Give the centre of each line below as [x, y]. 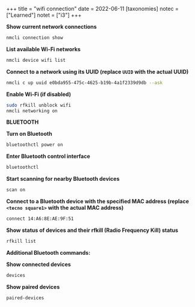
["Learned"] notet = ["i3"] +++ [44, 15]
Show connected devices [39, 264]
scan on [16, 190]
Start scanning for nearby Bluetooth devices [63, 179]
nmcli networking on [32, 111]
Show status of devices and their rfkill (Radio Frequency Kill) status [92, 230]
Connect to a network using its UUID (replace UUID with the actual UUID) [97, 71]
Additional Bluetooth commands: [48, 252]
